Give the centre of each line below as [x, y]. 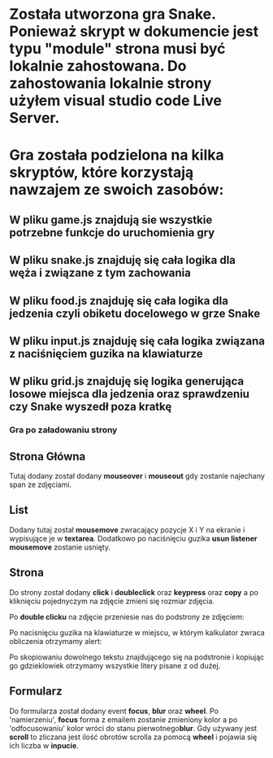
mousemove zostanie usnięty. [60, 547]
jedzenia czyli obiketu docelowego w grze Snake [135, 313]
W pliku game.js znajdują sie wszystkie [111, 219]
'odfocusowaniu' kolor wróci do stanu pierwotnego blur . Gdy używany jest [133, 728]
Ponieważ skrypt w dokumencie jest [134, 31]
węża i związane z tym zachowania [100, 273]
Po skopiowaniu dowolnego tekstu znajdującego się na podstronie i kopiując [137, 657]
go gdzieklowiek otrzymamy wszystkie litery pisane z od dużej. [115, 665]
